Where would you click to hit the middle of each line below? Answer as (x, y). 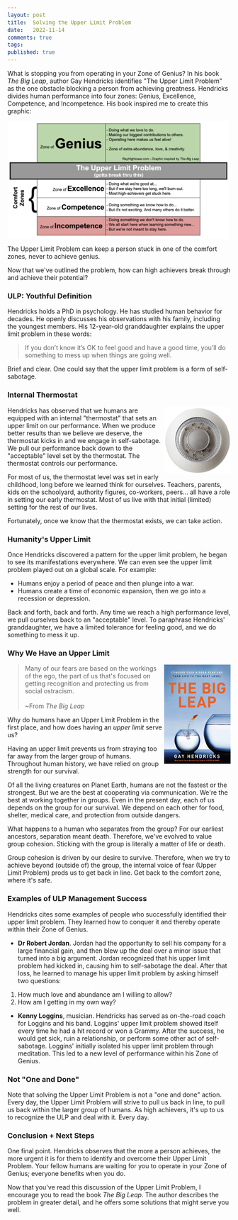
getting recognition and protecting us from (86, 683)
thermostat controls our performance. (63, 463)
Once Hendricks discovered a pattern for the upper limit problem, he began (117, 554)
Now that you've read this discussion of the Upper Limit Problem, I (104, 1187)
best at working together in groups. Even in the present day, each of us (111, 800)
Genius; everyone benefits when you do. (67, 1174)
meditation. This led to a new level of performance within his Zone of (118, 1053)
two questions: (39, 980)
